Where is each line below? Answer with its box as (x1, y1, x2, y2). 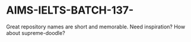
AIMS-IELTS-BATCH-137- (6, 4, 134, 17)
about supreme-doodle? (6, 29, 65, 36)
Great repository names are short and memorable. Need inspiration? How (6, 23, 186, 30)
